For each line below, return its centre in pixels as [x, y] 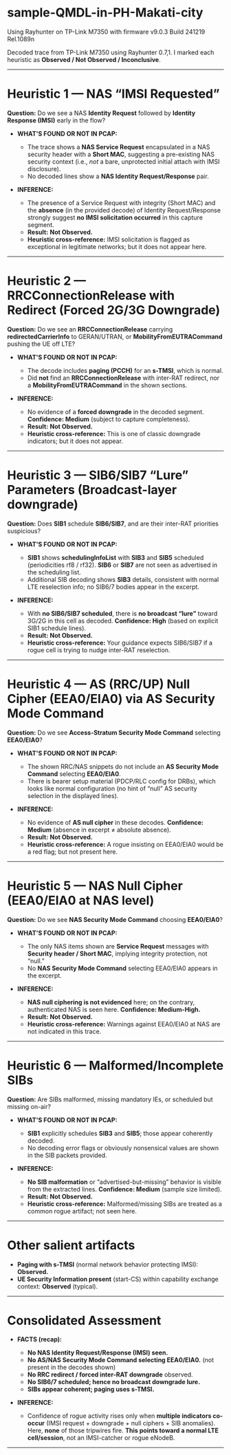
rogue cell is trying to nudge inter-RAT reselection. [99, 650]
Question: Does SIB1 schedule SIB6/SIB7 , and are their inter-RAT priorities [113, 524]
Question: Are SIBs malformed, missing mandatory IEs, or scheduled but [110, 1099]
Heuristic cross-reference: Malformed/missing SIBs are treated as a [124, 1204]
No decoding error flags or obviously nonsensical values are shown [123, 1147]
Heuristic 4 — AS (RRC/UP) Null [99, 684]
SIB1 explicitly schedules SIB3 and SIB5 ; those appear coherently [120, 1133]
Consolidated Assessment [84, 1321]
